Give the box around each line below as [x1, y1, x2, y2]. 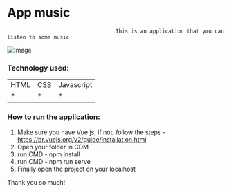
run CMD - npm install [17, 150, 81, 158]
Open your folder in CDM [17, 143, 89, 151]
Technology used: [7, 63, 69, 73]
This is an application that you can [115, 28, 225, 35]
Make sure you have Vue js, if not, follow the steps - [17, 128, 166, 136]
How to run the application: [7, 112, 100, 122]
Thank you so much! [7, 178, 66, 186]
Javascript [57, 80, 93, 90]
